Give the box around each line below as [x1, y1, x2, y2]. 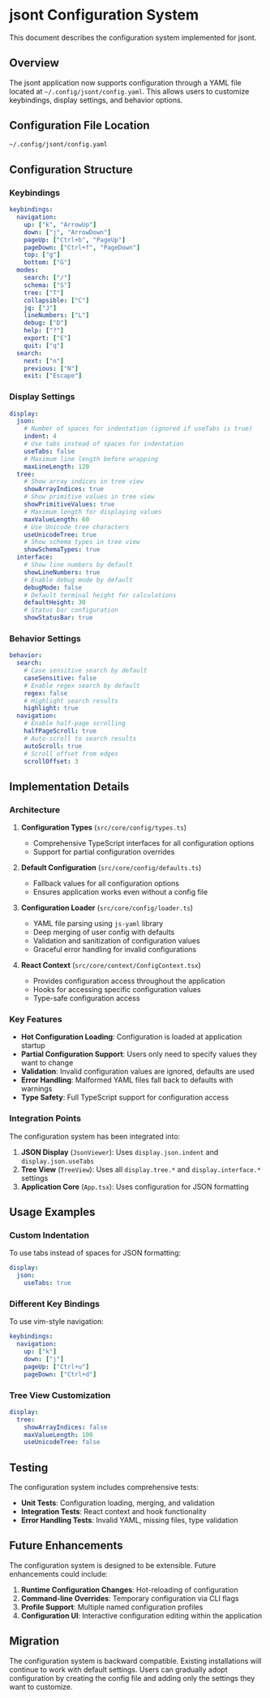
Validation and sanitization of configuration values [32, 936, 201, 946]
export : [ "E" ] [24, 334, 71, 342]
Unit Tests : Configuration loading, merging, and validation [20, 1498, 216, 1508]
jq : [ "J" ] [24, 303, 58, 312]
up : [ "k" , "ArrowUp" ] [24, 220, 96, 229]
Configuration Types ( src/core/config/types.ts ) [20, 823, 187, 833]
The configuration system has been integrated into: [9, 1131, 181, 1141]
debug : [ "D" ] [24, 319, 68, 327]
